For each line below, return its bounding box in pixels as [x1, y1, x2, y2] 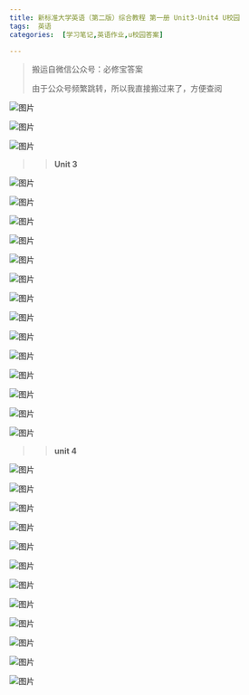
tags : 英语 [9, 22, 52, 31]
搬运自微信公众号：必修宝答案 [31, 64, 143, 75]
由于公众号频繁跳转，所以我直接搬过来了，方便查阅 [31, 83, 223, 94]
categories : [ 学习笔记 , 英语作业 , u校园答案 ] [9, 30, 164, 39]
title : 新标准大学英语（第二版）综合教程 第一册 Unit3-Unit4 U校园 [9, 13, 241, 23]
